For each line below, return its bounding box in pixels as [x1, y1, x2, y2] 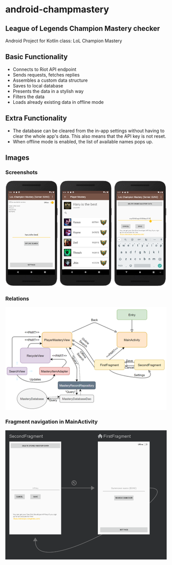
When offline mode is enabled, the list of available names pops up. [12, 138, 154, 144]
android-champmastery [5, 4, 109, 15]
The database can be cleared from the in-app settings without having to [12, 127, 165, 134]
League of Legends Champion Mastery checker [5, 24, 160, 33]
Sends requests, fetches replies [12, 71, 80, 78]
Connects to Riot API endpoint [12, 66, 77, 72]
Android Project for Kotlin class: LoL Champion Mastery [5, 38, 122, 44]
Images [5, 153, 30, 162]
